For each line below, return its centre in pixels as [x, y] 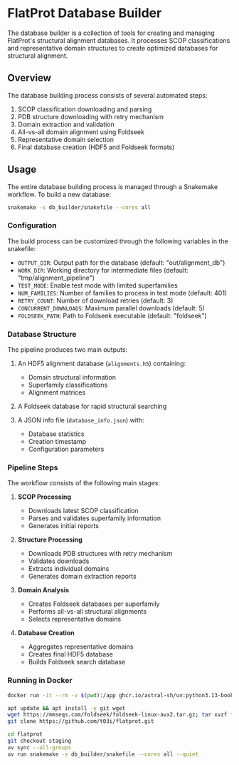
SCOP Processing [44, 497]
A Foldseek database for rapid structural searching [92, 406]
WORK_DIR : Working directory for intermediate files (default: [103, 270]
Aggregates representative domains [81, 647]
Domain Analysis [43, 590]
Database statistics [56, 434]
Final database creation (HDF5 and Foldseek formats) [96, 147]
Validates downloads [59, 561]
